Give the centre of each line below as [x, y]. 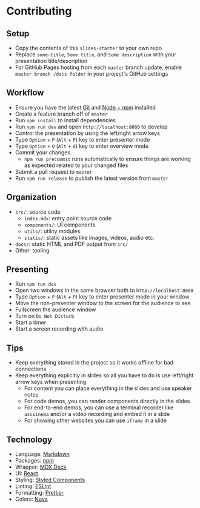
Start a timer [31, 323]
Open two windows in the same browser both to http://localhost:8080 [104, 290]
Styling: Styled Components [50, 480]
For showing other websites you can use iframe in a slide [95, 421]
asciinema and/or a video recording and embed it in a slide [97, 414]
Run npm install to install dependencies [65, 120]
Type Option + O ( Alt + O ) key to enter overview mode [82, 146]
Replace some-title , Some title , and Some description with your [96, 54]
